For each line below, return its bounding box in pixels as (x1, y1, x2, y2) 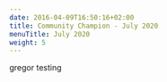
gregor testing (9, 62, 62, 73)
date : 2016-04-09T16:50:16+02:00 (9, 12, 135, 22)
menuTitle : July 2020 (9, 29, 91, 38)
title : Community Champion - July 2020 (9, 21, 159, 30)
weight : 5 (9, 37, 47, 47)
